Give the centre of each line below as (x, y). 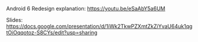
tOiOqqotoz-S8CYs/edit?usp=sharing (52, 33)
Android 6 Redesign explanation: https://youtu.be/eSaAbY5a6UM (86, 9)
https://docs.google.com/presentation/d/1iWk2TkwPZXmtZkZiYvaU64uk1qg (99, 26)
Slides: (14, 20)
